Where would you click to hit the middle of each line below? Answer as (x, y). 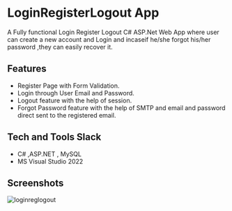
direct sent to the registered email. (67, 115)
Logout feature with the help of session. (75, 100)
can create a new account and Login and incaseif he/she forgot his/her (109, 39)
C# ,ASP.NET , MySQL (49, 154)
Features (27, 69)
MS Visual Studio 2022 (50, 161)
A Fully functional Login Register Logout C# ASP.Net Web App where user (113, 32)
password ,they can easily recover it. (60, 47)
